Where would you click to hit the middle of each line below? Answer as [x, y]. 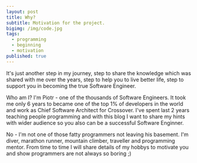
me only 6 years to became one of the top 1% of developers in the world [95, 104]
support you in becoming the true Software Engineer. [71, 86]
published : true [26, 56]
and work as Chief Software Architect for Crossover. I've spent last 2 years [98, 110]
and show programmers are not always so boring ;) [69, 153]
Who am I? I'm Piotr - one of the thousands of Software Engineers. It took [96, 97]
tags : [13, 34]
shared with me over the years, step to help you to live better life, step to [95, 79]
